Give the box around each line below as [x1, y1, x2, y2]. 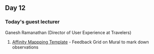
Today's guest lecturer [5, 18, 60, 25]
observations [12, 44, 39, 50]
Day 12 [5, 4, 26, 12]
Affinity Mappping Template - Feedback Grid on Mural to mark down [12, 39, 149, 45]
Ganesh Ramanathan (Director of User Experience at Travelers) [5, 29, 132, 36]
